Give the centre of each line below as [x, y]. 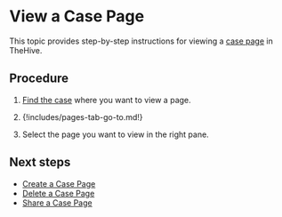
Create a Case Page [59, 183]
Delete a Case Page [58, 193]
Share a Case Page [57, 203]
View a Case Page [77, 16]
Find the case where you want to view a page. [106, 100]
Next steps [40, 162]
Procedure [39, 79]
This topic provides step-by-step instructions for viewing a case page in [141, 41]
